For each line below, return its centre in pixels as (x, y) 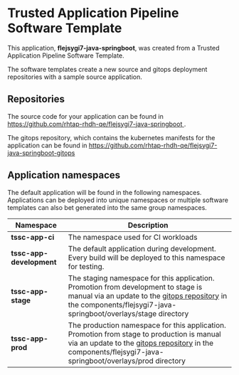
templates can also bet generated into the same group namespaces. (107, 207)
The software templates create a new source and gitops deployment (107, 69)
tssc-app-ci (33, 237)
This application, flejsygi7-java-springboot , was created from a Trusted (113, 48)
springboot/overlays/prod (111, 361)
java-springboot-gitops (41, 153)
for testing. (86, 266)
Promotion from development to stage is (135, 287)
